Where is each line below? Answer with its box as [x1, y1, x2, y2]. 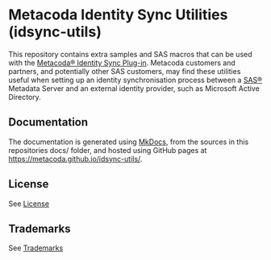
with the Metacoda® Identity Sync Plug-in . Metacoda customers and [8, 58, 236, 68]
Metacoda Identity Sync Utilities [8, 6, 228, 24]
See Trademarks [8, 243, 64, 253]
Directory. [8, 92, 42, 101]
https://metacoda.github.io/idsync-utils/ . [8, 154, 143, 163]
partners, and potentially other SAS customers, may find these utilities [8, 66, 241, 76]
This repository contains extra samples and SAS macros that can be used [8, 49, 252, 59]
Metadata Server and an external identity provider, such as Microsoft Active [8, 83, 260, 93]
